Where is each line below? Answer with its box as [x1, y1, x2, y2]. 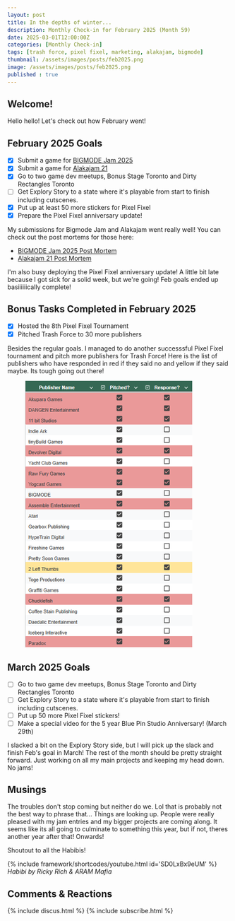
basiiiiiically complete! [7, 283, 72, 291]
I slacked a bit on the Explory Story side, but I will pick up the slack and [7, 741, 214, 749]
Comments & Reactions [7, 888, 113, 900]
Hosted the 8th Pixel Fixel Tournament [17, 322, 129, 330]
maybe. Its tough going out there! [7, 366, 104, 375]
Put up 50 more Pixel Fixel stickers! [17, 711, 120, 720]
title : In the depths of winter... [7, 18, 112, 26]
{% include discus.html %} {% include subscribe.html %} [7, 907, 174, 915]
